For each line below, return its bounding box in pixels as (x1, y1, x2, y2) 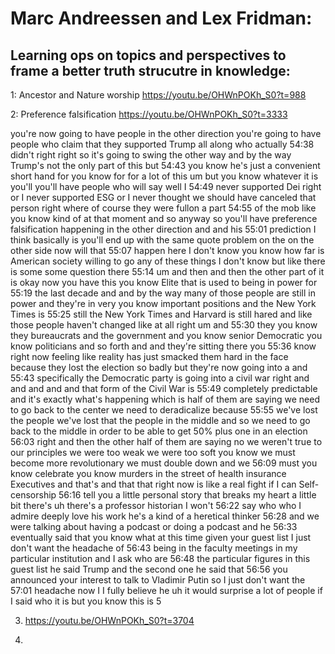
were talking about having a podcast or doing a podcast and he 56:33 (10, 521, 298, 532)
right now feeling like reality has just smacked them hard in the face (10, 351, 289, 362)
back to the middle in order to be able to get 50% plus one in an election (10, 425, 308, 437)
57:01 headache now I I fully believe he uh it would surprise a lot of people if (10, 585, 323, 596)
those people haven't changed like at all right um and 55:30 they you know (10, 319, 318, 331)
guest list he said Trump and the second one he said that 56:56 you (10, 563, 288, 575)
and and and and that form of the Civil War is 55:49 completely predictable (10, 383, 318, 394)
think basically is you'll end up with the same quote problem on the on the (10, 234, 315, 246)
